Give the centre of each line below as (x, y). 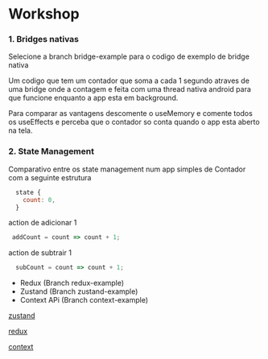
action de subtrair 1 (40, 253)
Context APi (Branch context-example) (84, 300)
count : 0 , (39, 200)
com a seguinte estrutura (50, 177)
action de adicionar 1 (43, 223)
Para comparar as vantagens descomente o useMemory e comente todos (131, 113)
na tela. (21, 130)
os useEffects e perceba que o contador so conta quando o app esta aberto (134, 122)
